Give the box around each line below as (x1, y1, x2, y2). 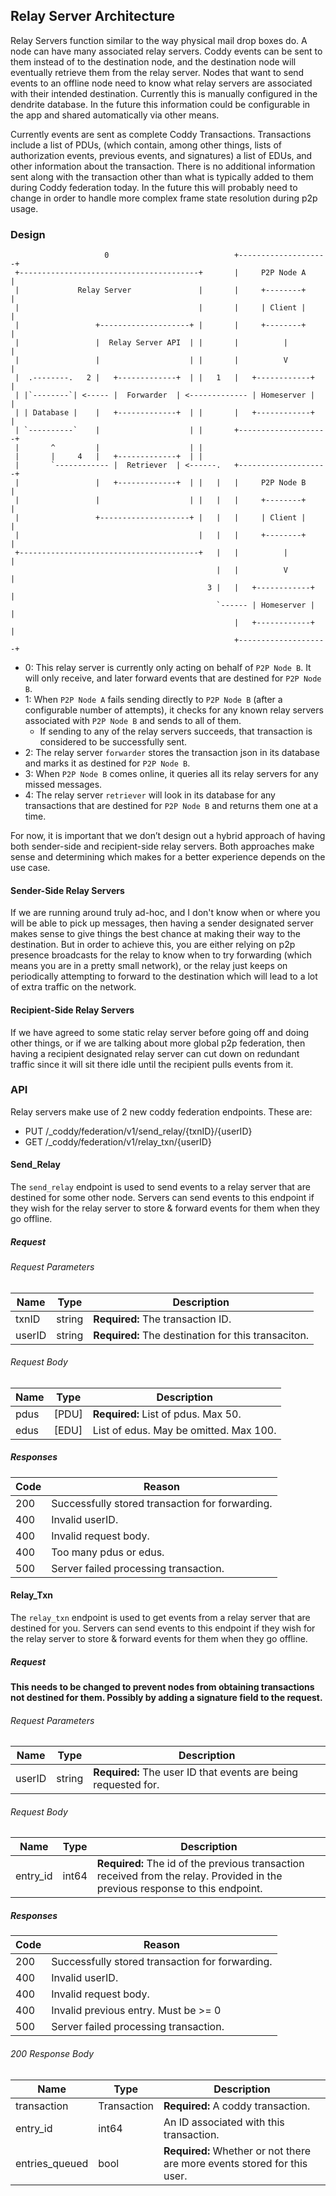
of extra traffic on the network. (10, 981, 137, 993)
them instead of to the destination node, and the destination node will (10, 55, 297, 68)
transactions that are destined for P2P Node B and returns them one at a (24, 800, 319, 812)
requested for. (93, 1778, 160, 1792)
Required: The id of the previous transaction (96, 1857, 305, 1871)
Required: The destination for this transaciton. (93, 1328, 310, 1342)
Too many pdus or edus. (51, 1545, 165, 1559)
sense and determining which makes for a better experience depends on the (10, 851, 326, 863)
